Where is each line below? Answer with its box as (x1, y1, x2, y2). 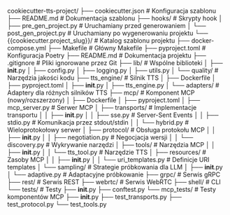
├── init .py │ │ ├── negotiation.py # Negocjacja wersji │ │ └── (7, 133, 194, 141)
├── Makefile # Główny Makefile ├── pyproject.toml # (48, 44, 206, 52)
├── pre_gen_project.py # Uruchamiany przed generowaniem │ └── (7, 22, 206, 29)
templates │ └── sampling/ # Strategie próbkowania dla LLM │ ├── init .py (7, 163, 223, 171)
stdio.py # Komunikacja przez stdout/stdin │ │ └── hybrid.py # (7, 118, 189, 126)
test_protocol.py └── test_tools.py (7, 200, 107, 208)
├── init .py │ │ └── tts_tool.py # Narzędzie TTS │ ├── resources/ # (7, 148, 206, 156)
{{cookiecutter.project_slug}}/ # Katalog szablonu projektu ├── (7, 36, 190, 45)
